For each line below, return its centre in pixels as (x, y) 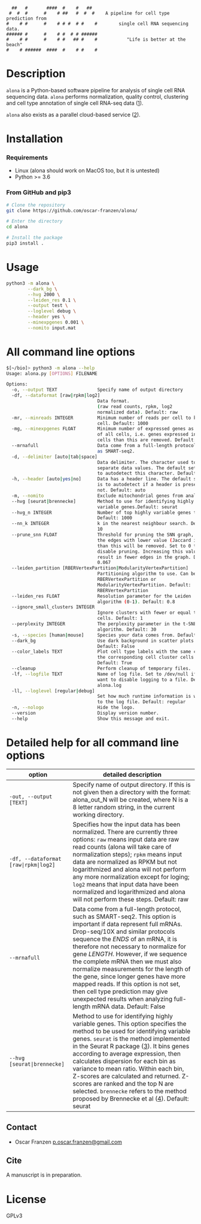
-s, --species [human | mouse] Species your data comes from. (93, 635)
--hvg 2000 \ (44, 294)
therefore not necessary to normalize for (130, 946)
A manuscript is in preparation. (44, 1175)
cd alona (17, 227)
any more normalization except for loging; (131, 876)
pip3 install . (25, 243)
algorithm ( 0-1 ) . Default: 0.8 (136, 602)
